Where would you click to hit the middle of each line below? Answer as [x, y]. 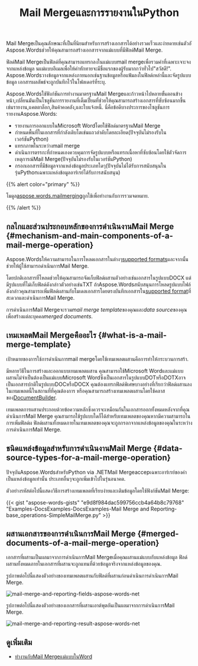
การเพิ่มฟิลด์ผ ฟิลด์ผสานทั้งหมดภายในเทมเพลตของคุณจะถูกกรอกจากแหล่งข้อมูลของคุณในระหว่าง [99, 423]
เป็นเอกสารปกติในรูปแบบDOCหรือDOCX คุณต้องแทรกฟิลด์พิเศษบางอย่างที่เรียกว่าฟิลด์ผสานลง [99, 384]
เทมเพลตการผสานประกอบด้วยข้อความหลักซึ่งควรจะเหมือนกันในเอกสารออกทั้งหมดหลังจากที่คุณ [98, 409]
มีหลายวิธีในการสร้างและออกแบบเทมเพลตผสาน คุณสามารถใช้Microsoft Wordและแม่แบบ [95, 370]
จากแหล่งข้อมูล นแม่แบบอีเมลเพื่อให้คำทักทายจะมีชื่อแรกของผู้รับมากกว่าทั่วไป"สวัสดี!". [89, 69]
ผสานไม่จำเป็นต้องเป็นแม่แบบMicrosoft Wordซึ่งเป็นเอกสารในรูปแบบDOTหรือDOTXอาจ [96, 378]
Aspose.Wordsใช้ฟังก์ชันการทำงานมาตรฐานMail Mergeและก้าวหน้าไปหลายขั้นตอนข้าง [94, 94]
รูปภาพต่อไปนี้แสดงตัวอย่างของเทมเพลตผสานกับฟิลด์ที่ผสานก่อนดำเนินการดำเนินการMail [92, 576]
